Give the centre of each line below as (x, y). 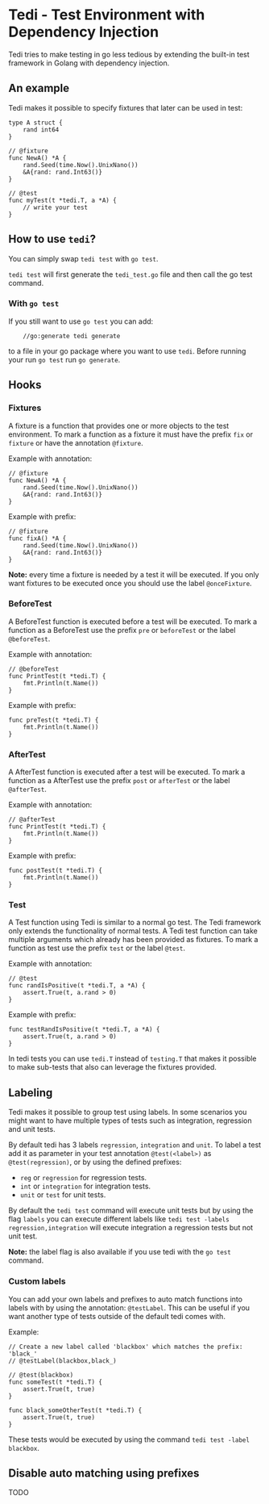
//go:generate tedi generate (72, 336)
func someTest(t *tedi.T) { (56, 1382)
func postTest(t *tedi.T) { (56, 871)
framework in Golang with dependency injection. (89, 63)
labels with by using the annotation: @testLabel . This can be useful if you (129, 1307)
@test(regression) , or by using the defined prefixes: (95, 1162)
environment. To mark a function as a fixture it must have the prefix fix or (131, 434)
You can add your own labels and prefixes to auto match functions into (126, 1299)
